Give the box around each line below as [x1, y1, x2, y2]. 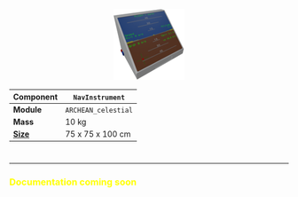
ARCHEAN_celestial [65, 106, 133, 114]
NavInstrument [73, 93, 126, 102]
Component [12, 91, 59, 102]
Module [12, 104, 43, 114]
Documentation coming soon [9, 176, 137, 188]
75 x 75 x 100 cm [65, 129, 131, 139]
